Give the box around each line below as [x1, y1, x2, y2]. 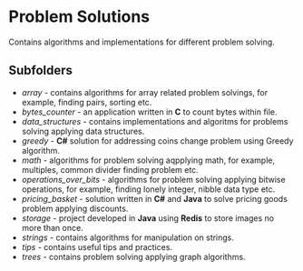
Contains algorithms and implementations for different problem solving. [8, 36, 276, 47]
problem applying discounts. [21, 203, 129, 214]
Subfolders [8, 63, 73, 78]
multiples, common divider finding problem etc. [21, 164, 199, 175]
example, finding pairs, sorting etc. [21, 96, 152, 107]
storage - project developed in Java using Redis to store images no [21, 212, 274, 224]
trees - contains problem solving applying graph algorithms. [21, 251, 246, 262]
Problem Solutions [8, 6, 151, 27]
